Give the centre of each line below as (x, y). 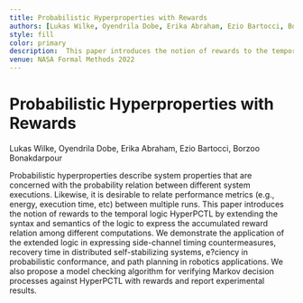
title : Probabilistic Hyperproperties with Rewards (108, 18)
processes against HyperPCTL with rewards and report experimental (137, 280)
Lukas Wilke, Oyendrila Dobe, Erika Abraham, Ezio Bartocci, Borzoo (134, 148)
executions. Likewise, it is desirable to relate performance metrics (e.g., (142, 194)
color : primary (38, 43)
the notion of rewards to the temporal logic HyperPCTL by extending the (143, 214)
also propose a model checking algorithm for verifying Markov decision (142, 271)
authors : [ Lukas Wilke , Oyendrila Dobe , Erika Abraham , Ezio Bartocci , (147, 26)
